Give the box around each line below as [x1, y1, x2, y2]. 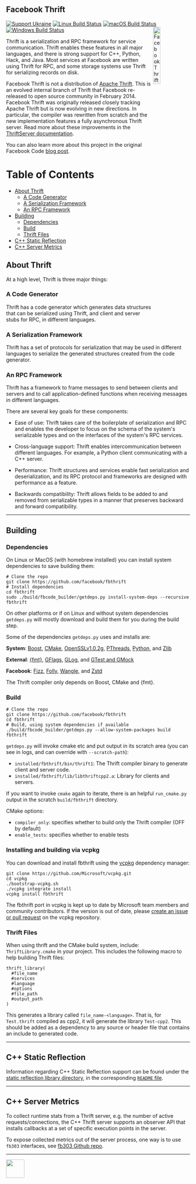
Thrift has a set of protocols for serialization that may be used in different [6, 344, 182, 351]
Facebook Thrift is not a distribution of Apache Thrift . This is [6, 80, 151, 87]
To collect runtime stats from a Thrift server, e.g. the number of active [6, 1112, 174, 1119]
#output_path [11, 996, 43, 1002]
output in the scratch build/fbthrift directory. [6, 796, 118, 803]
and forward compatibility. [14, 503, 78, 510]
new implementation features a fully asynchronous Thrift [6, 117, 142, 125]
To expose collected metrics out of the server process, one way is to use [6, 1136, 181, 1143]
